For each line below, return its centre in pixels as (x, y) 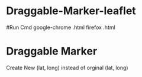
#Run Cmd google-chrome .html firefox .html (61, 27)
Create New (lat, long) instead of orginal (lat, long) (67, 68)
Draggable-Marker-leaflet (71, 11)
